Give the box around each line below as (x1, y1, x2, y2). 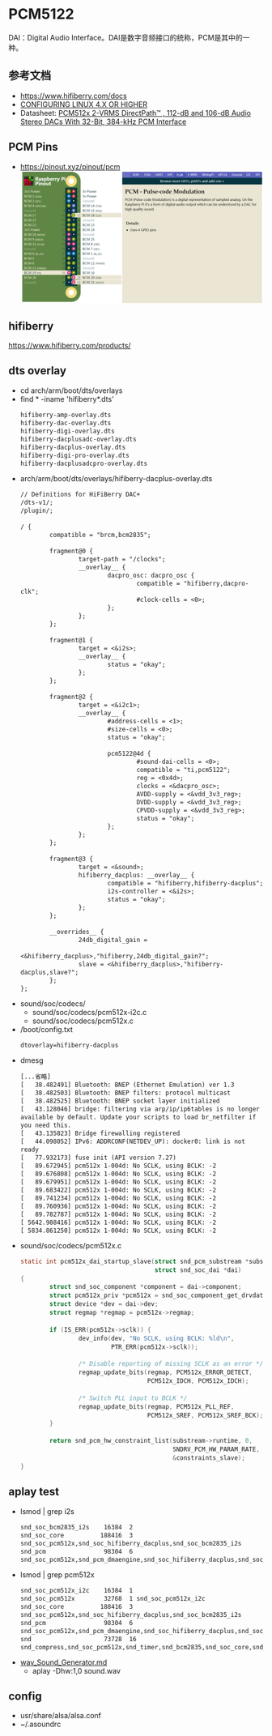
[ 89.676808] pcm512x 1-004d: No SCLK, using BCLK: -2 (19, 1170, 217, 1178)
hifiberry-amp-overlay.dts (19, 411, 112, 419)
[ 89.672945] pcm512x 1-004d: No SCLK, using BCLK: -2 (19, 1162, 217, 1170)
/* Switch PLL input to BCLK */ (78, 1394, 188, 1402)
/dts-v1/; (19, 498, 54, 506)
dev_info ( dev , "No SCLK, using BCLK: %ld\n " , (78, 1334, 235, 1342)
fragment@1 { (49, 636, 93, 644)
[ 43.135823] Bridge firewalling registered (19, 1129, 181, 1137)
